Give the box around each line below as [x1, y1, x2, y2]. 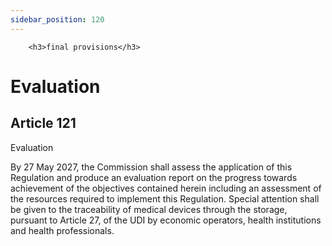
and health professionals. [10, 224, 115, 236]
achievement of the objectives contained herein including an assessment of [10, 182, 322, 194]
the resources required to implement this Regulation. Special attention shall [10, 192, 320, 205]
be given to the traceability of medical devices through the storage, [10, 203, 288, 215]
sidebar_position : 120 [10, 14, 105, 25]
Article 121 [10, 115, 77, 132]
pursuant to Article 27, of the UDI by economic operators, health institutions [10, 214, 322, 226]
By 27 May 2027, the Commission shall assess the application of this [10, 161, 293, 173]
